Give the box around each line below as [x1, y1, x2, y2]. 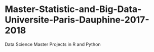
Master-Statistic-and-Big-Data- [5, 3, 142, 15]
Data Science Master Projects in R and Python [5, 41, 101, 47]
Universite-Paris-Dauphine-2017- [5, 14, 149, 25]
